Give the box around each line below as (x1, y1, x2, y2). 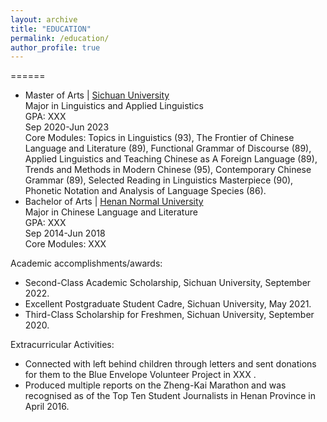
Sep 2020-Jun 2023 (24, 121, 110, 133)
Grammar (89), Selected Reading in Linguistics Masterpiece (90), (24, 174, 294, 186)
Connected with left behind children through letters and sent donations (24, 358, 317, 370)
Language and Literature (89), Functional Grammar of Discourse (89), (24, 142, 312, 155)
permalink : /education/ (10, 33, 110, 43)
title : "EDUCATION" (10, 24, 92, 34)
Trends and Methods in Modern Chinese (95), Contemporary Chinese (24, 164, 312, 176)
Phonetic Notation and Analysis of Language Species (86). (24, 185, 267, 197)
